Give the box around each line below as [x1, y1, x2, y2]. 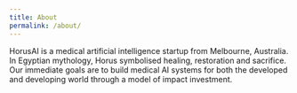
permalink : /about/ [9, 21, 82, 30]
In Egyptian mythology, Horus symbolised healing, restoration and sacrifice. [9, 55, 287, 66]
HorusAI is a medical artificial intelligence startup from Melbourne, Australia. [9, 45, 289, 56]
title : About [9, 12, 58, 22]
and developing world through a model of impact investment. [9, 74, 233, 84]
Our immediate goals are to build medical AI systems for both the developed [9, 64, 288, 75]
